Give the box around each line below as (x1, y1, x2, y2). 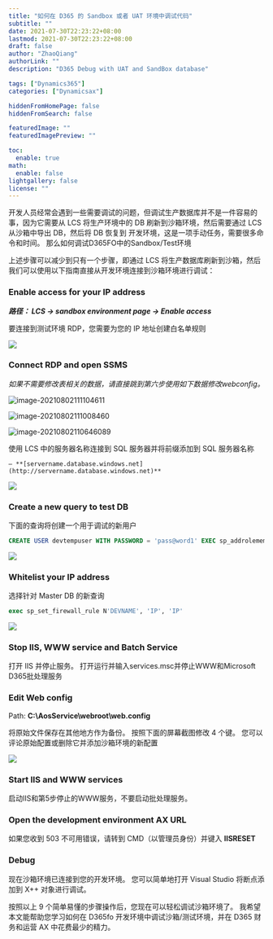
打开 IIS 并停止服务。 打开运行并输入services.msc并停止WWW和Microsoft (8, 661, 256, 671)
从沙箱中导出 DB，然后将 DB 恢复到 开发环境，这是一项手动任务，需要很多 (8, 228, 258, 238)
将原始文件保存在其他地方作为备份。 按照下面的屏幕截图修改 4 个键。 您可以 (8, 727, 263, 737)
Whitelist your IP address (8, 571, 110, 582)
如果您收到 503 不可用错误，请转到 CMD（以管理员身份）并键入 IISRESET (8, 834, 256, 844)
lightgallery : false (8, 177, 79, 185)
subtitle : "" (8, 20, 53, 28)
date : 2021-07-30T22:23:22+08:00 (8, 27, 122, 35)
